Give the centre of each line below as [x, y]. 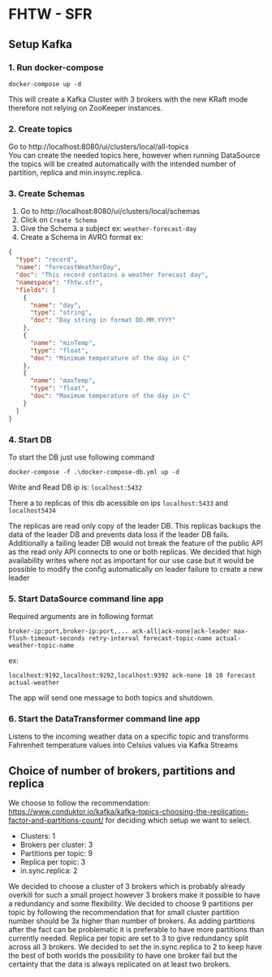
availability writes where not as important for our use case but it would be [131, 560]
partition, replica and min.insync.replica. [76, 172]
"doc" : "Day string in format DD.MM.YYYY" [103, 321]
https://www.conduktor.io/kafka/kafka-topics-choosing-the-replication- [129, 812]
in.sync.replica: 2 [49, 870]
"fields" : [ [36, 290]
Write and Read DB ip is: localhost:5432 [75, 487]
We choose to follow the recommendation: [79, 803]
